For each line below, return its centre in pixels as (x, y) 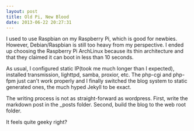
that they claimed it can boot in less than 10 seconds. (70, 57)
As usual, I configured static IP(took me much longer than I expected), (90, 69)
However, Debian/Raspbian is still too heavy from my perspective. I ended (95, 45)
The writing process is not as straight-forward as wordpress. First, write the (97, 98)
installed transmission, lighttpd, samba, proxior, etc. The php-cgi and (89, 75)
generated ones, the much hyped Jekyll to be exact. (69, 87)
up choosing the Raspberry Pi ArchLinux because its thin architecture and (95, 51)
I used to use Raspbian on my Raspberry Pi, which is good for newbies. (91, 39)
